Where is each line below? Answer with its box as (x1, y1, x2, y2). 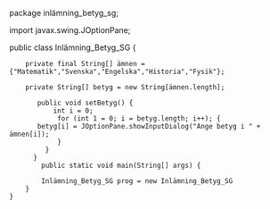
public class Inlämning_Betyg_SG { (9, 42, 136, 53)
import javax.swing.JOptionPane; (9, 25, 131, 35)
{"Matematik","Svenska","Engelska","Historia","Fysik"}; (9, 67, 225, 76)
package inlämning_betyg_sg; (9, 8, 119, 18)
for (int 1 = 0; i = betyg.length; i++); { (56, 114, 221, 123)
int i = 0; (53, 106, 94, 115)
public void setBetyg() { (37, 98, 134, 107)
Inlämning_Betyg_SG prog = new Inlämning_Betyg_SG (41, 177, 233, 186)
